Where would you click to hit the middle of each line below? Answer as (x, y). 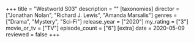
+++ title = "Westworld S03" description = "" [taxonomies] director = (93, 9)
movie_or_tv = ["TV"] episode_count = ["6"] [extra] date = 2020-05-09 (95, 28)
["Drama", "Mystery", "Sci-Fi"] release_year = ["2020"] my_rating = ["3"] (97, 21)
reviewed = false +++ (33, 35)
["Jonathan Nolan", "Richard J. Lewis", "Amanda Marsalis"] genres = (91, 15)
